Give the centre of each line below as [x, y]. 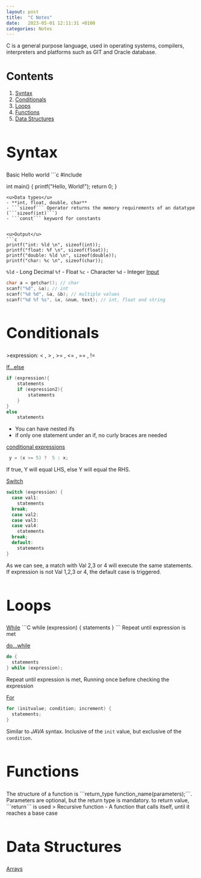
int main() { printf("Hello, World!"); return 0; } [62, 186]
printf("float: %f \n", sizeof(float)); [58, 250]
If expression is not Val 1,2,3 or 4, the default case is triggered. [84, 571]
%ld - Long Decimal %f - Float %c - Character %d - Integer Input [83, 272]
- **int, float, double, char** [47, 202]
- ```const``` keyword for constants [54, 218]
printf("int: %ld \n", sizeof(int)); [54, 244]
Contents [30, 76]
